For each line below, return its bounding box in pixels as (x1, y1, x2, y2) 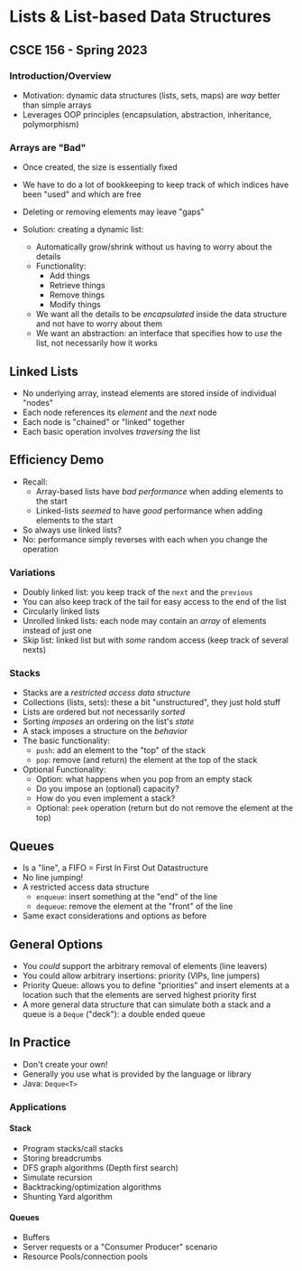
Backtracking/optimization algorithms (22, 1182, 162, 1192)
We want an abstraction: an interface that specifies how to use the (35, 328, 282, 339)
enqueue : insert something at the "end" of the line (35, 891, 218, 902)
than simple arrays (22, 99, 92, 110)
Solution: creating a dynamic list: (22, 224, 144, 235)
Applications (9, 1100, 67, 1113)
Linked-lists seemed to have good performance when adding (35, 504, 263, 516)
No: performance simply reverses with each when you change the (22, 533, 269, 544)
